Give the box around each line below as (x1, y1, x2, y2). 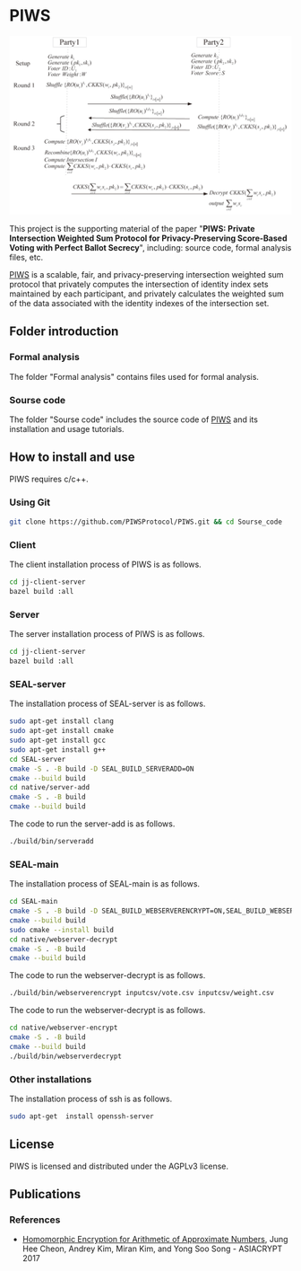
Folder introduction (9, 324, 119, 340)
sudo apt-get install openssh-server (9, 1111, 154, 1121)
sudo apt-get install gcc (9, 736, 106, 745)
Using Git (9, 496, 51, 508)
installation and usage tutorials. (9, 423, 125, 434)
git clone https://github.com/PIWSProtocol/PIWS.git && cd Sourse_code (9, 517, 282, 526)
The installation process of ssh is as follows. (9, 1093, 173, 1104)
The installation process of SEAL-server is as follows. (9, 698, 206, 710)
